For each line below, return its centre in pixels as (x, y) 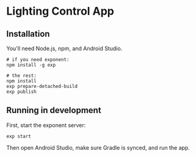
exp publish (21, 92)
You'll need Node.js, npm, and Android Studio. (64, 48)
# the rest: (21, 76)
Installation (28, 34)
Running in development (54, 110)
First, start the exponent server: (46, 125)
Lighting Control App (60, 11)
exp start (19, 136)
